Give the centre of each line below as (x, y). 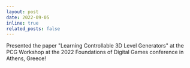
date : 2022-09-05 (28, 17)
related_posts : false (33, 29)
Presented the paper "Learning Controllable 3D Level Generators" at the (95, 46)
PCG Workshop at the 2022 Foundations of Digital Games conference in (95, 52)
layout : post (22, 12)
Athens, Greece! (26, 58)
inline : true (22, 23)
